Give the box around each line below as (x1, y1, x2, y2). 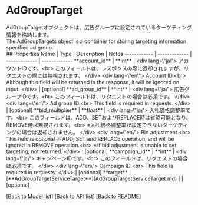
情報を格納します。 (6, 31, 52, 38)
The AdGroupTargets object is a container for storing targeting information (6, 38, 187, 45)
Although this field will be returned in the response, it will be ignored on (6, 78, 180, 85)
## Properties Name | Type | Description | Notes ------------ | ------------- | (6, 50, 192, 57)
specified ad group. (6, 44, 54, 51)
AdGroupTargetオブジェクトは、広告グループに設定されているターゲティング (6, 24, 193, 31)
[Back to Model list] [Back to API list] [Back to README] (6, 193, 141, 200)
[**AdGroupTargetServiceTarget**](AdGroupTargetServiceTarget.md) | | (6, 175, 184, 182)
